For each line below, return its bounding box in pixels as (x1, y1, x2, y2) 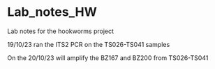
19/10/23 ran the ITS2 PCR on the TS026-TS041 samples (7, 40, 170, 48)
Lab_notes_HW (7, 4, 98, 20)
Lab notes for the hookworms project (7, 27, 114, 35)
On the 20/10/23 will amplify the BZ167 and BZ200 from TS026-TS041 (7, 53, 209, 62)
